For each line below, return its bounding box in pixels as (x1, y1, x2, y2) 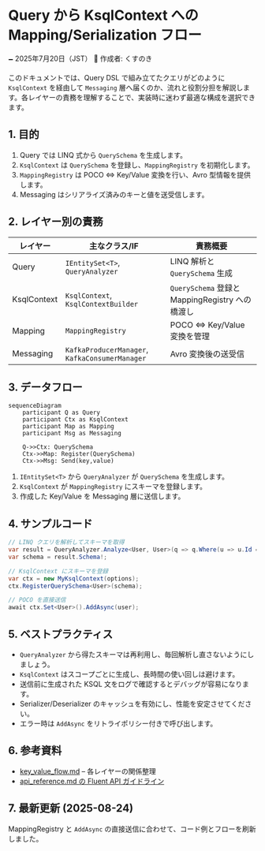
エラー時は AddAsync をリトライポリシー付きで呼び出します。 (19, 718, 218, 728)
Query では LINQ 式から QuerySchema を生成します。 (19, 150, 188, 159)
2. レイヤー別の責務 (8, 215, 103, 229)
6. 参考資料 (8, 744, 62, 757)
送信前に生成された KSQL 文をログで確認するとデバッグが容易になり (19, 679, 243, 689)
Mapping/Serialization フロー (8, 26, 203, 44)
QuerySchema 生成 (170, 267, 233, 278)
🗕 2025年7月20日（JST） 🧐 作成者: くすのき (8, 54, 152, 63)
